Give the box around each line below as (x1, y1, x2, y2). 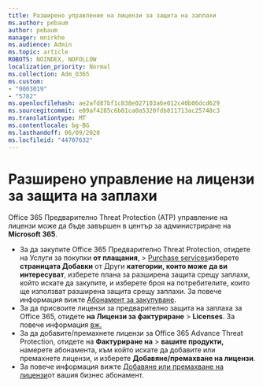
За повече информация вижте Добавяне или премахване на (19, 362, 224, 371)
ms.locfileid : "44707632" (8, 136, 93, 144)
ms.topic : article (8, 48, 69, 56)
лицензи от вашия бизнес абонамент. (19, 370, 144, 380)
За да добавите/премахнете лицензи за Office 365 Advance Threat (19, 329, 244, 338)
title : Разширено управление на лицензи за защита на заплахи (8, 11, 217, 20)
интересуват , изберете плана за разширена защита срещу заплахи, (19, 270, 250, 280)
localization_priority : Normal (8, 63, 111, 71)
